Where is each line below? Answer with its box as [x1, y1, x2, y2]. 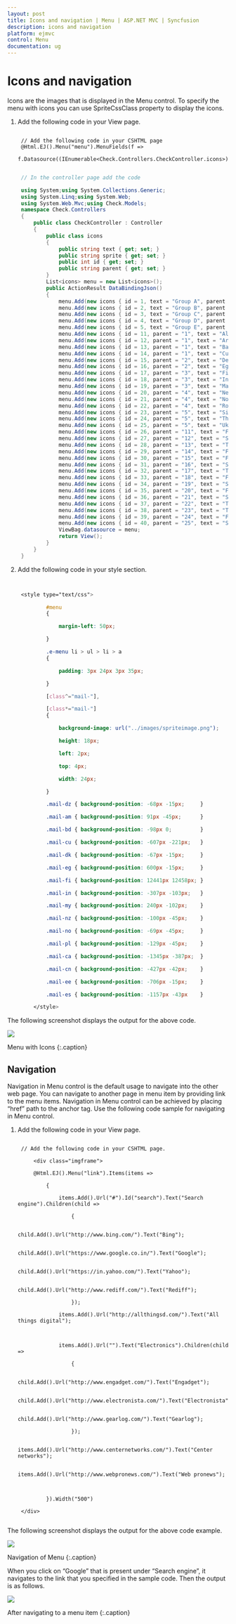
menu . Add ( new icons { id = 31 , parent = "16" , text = [58, 461, 220, 468]
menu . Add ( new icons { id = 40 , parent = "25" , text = [58, 520, 220, 527]
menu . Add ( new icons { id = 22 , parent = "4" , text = [58, 402, 216, 410]
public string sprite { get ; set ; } [58, 252, 166, 259]
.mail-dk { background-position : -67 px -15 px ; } [46, 851, 204, 858]
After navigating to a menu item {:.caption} [7, 1609, 131, 1617]
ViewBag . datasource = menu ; [58, 526, 141, 534]
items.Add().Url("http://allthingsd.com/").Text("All [58, 1311, 219, 1318]
